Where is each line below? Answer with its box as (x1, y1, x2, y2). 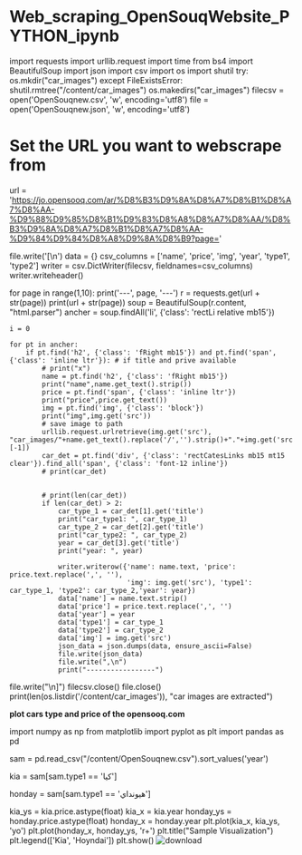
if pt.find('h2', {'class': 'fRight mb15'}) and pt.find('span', (25, 347, 278, 357)
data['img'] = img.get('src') (57, 633, 172, 643)
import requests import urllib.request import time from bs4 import (9, 55, 253, 66)
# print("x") (42, 364, 91, 373)
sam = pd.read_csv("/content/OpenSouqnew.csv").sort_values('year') (9, 753, 269, 763)
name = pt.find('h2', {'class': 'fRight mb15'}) (42, 372, 229, 381)
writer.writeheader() (9, 269, 84, 280)
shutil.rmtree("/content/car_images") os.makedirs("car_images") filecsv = (9, 84, 285, 95)
